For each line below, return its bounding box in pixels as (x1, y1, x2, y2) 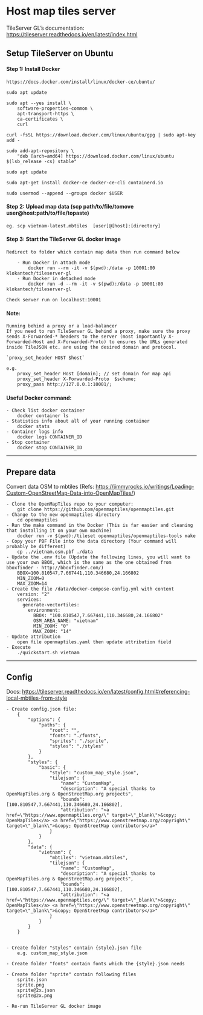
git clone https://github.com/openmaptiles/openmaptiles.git (17, 506, 174, 513)
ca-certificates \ (17, 116, 63, 122)
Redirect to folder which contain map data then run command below (6, 249, 180, 255)
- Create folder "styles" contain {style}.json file (6, 945, 142, 951)
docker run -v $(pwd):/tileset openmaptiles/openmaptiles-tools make (17, 533, 196, 539)
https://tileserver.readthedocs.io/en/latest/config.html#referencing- (22, 688, 190, 695)
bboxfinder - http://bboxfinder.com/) (6, 565, 104, 571)
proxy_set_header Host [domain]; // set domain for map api (17, 371, 172, 377)
